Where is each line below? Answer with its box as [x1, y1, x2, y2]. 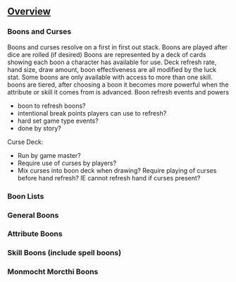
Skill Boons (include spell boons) [7, 248, 122, 258]
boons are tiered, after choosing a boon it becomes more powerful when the [7, 80, 229, 89]
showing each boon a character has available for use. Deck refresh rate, [7, 58, 217, 66]
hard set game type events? [17, 116, 99, 125]
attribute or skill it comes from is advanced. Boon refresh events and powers [7, 87, 230, 96]
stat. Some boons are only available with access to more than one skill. [7, 73, 213, 81]
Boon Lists [7, 191, 44, 201]
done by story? [17, 123, 61, 133]
